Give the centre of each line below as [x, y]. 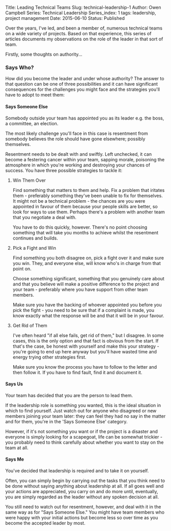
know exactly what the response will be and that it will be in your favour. [88, 316]
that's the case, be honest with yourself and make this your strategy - [86, 346]
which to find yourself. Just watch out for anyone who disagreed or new [81, 411]
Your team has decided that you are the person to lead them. [69, 395]
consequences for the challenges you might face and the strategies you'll [82, 89]
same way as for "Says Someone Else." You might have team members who [85, 512]
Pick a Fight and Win [34, 248]
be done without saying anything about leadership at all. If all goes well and [84, 486]
